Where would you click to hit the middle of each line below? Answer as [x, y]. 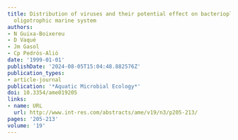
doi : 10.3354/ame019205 [42, 93]
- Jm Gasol [23, 47]
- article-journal [34, 80]
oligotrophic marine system [55, 21]
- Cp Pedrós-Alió [33, 54]
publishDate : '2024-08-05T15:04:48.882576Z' [74, 66]
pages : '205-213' [33, 119]
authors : [20, 27]
